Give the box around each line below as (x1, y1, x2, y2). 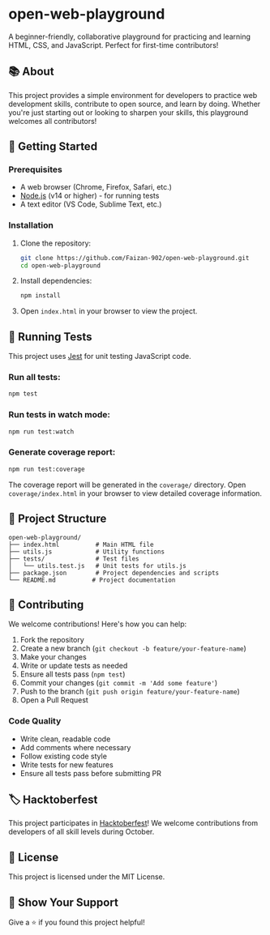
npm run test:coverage (8, 465, 85, 473)
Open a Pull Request (19, 695, 89, 705)
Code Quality (8, 715, 62, 727)
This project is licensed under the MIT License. (8, 872, 165, 882)
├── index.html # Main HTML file (8, 540, 154, 549)
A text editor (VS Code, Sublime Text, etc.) (19, 199, 162, 209)
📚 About (8, 65, 54, 79)
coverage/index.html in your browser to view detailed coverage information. (8, 488, 262, 498)
